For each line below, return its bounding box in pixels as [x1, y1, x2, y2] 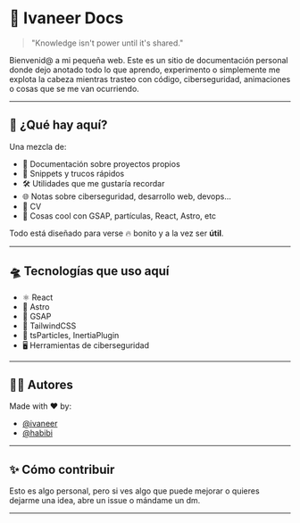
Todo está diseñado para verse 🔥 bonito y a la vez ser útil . [9, 228, 224, 238]
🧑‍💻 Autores [9, 377, 73, 392]
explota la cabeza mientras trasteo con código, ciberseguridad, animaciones [9, 73, 291, 84]
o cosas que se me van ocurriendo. [9, 83, 140, 94]
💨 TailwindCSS [21, 320, 77, 331]
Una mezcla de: [9, 141, 67, 152]
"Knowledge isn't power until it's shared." [30, 37, 184, 48]
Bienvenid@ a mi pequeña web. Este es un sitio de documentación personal [9, 54, 288, 65]
